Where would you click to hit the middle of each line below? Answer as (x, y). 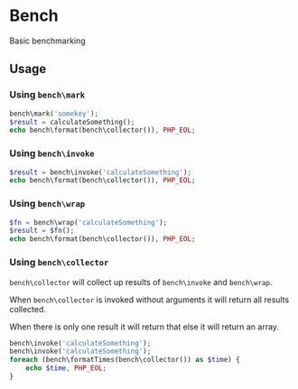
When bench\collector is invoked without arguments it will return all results (149, 300)
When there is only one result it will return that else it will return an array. (144, 327)
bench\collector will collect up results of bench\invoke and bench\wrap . (141, 282)
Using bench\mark (47, 95)
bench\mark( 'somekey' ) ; (54, 114)
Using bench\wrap (47, 204)
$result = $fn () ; (42, 231)
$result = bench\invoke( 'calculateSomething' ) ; (101, 172)
